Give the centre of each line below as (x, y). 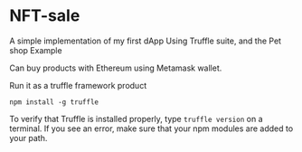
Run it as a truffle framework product (78, 85)
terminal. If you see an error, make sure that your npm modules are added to (151, 128)
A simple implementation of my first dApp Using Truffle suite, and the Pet (146, 41)
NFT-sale (45, 16)
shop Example (36, 50)
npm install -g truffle (54, 102)
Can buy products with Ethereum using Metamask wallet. (116, 68)
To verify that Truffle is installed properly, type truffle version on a (136, 119)
